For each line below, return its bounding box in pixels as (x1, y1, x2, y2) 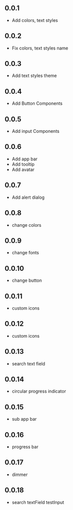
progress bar (11, 444, 39, 450)
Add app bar (11, 156, 38, 162)
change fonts (11, 250, 39, 256)
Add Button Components (11, 100, 63, 106)
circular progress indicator (11, 388, 67, 394)
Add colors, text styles (11, 17, 58, 23)
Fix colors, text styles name (11, 45, 69, 51)
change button (11, 277, 42, 284)
